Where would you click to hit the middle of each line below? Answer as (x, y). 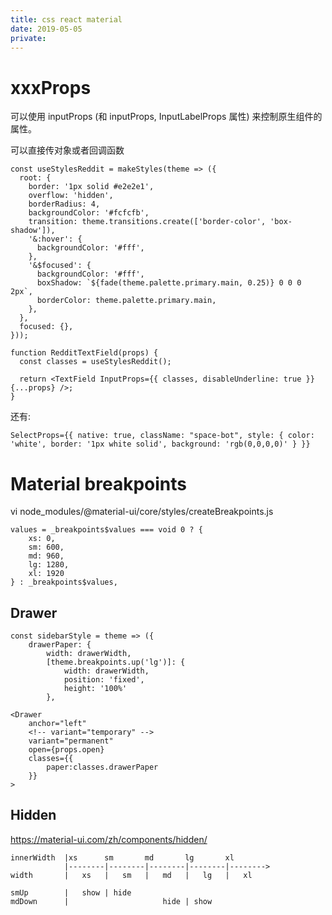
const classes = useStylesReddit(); (95, 362)
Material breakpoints (98, 483)
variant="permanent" (71, 741)
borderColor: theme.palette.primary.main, (126, 301)
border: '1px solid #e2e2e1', (91, 187)
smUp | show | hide (71, 892)
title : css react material (66, 19)
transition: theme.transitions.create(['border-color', (147, 222)
